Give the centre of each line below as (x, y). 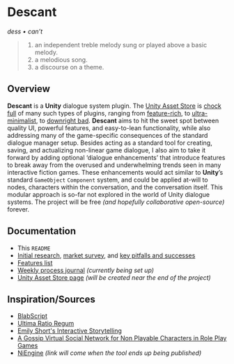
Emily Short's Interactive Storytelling (69, 331)
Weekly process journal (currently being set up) (86, 270)
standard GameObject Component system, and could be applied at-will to (108, 180)
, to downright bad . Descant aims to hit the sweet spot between (127, 120)
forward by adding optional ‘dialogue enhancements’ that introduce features (116, 157)
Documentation (42, 231)
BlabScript (32, 316)
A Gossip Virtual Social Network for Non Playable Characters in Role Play (122, 338)
